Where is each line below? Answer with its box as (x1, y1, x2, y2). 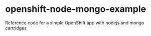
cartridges (5, 25, 27, 31)
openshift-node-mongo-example (5, 3, 146, 15)
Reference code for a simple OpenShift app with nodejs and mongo (5, 20, 144, 26)
